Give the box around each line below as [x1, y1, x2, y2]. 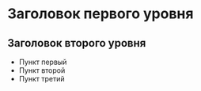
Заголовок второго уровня [7, 36, 146, 50]
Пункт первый [18, 57, 67, 66]
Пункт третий [18, 74, 65, 83]
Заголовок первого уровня [7, 5, 194, 23]
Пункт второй [18, 66, 66, 75]
